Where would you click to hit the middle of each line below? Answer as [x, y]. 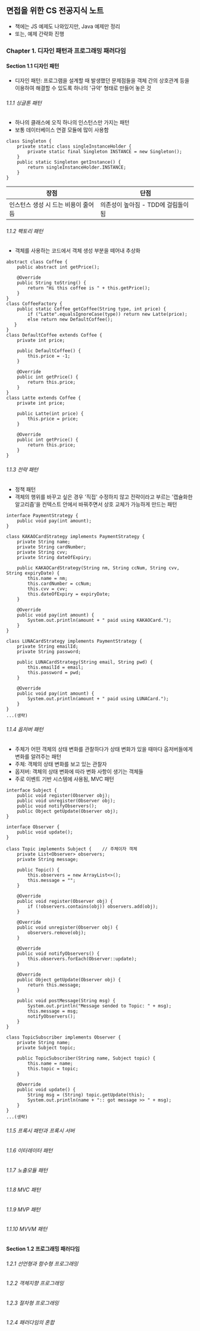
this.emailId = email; [56, 667]
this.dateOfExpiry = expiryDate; [69, 594]
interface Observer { [33, 827]
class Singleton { [29, 141]
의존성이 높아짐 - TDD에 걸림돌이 [145, 205]
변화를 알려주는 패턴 [38, 756]
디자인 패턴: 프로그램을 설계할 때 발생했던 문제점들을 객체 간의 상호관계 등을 [102, 80]
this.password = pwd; [54, 672]
